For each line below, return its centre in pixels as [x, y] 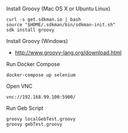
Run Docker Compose [33, 64]
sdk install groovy [30, 30]
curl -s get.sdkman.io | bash [44, 20]
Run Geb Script [25, 108]
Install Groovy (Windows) [37, 41]
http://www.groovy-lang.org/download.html [68, 52]
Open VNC [19, 86]
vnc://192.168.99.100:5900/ [41, 97]
